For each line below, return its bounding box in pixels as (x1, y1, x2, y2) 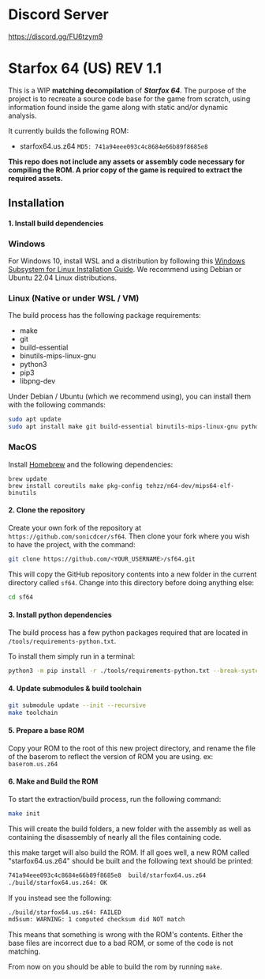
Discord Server (8, 6, 109, 24)
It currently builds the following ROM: (8, 126, 129, 135)
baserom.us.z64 (8, 760, 58, 768)
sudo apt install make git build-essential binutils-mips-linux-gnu (8, 423, 238, 431)
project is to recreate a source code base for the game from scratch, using (8, 93, 251, 104)
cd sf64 (8, 593, 34, 601)
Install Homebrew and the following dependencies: (8, 459, 174, 469)
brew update (8, 474, 47, 483)
